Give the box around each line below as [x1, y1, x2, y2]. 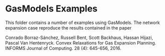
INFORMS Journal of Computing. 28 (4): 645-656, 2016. [5, 45, 122, 51]
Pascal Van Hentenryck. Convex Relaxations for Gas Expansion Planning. [5, 39, 156, 45]
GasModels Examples [5, 3, 98, 14]
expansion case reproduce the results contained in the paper [5, 24, 132, 30]
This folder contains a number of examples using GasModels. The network [5, 19, 160, 25]
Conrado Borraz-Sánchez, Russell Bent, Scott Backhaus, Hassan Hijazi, [5, 34, 153, 40]
